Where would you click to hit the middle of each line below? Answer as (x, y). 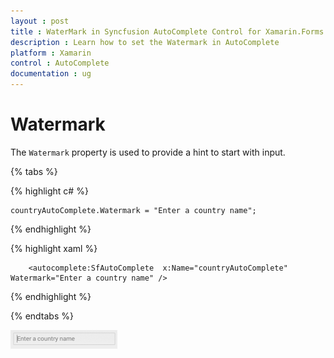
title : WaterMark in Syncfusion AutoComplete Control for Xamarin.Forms (167, 31)
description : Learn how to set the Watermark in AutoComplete (145, 42)
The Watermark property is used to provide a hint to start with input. (148, 152)
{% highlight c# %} (49, 191)
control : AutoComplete (60, 63)
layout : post (40, 21)
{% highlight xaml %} (54, 248)
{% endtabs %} (42, 316)
